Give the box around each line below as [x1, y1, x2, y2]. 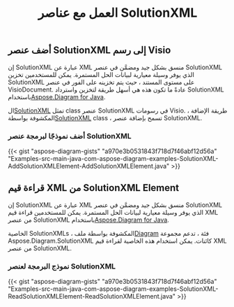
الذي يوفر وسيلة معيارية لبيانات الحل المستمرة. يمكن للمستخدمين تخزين [8, 70, 194, 78]
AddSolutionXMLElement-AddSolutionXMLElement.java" [8, 162, 170, 170]
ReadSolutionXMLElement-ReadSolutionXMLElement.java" [8, 292, 176, 301]
